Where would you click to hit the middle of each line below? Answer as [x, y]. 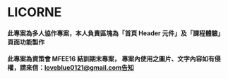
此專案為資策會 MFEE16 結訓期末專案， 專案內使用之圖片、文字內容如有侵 [114, 59]
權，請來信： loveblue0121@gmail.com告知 [71, 68]
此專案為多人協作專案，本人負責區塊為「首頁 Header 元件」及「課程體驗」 [116, 33]
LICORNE [35, 12]
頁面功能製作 [26, 42]
